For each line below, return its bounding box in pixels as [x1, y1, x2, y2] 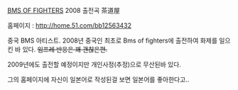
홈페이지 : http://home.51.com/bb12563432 [7, 21, 132, 30]
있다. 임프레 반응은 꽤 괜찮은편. [22, 45, 108, 53]
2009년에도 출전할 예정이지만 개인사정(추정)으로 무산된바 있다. [7, 60, 181, 69]
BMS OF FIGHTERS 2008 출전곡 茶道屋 [7, 6, 121, 14]
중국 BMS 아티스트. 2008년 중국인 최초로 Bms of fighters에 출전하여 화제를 [7, 36, 218, 45]
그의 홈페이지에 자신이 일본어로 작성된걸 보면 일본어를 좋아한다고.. [7, 75, 190, 84]
